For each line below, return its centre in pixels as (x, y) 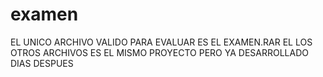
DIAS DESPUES (42, 63)
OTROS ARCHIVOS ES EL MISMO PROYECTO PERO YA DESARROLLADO (159, 52)
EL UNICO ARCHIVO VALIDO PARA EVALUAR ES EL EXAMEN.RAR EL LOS (161, 42)
